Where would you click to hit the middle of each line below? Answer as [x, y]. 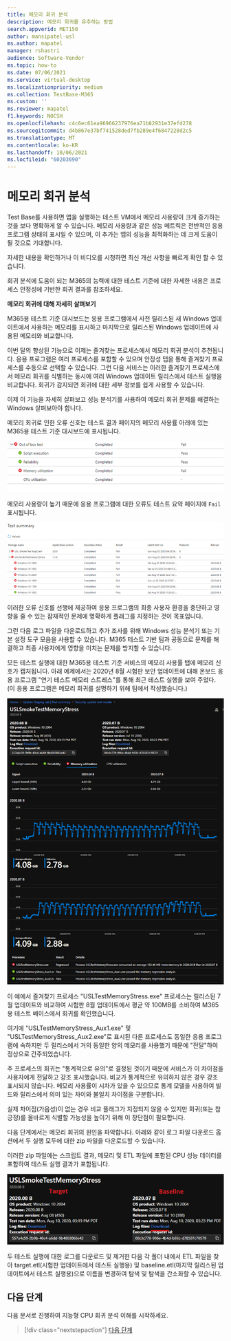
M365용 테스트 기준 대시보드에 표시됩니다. [64, 431]
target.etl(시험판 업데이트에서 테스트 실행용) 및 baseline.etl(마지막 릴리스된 [115, 1265]
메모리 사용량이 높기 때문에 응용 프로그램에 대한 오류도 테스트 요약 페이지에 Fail [114, 504]
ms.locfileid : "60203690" [44, 160]
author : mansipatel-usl [41, 36]
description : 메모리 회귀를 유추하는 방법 [60, 22]
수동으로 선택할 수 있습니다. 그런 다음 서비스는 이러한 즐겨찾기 [108, 367]
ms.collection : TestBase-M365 [51, 94]
